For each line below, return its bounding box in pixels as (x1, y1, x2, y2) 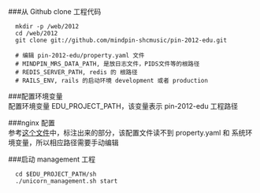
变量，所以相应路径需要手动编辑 (14, 138, 119, 147)
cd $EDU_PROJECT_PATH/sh (15, 170, 97, 178)
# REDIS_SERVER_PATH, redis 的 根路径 (15, 69, 138, 76)
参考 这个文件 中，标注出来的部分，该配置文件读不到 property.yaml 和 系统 (8, 128, 246, 137)
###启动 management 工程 (8, 154, 96, 164)
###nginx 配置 (8, 118, 55, 128)
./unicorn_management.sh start (15, 177, 118, 185)
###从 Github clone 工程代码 (8, 7, 102, 16)
